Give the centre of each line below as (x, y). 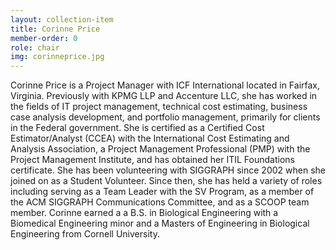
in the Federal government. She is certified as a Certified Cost (137, 128)
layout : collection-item (62, 19)
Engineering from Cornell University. (85, 234)
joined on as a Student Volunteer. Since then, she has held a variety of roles (166, 181)
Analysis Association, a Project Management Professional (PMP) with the (160, 149)
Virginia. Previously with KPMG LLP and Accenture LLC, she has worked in (164, 96)
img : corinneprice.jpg (57, 57)
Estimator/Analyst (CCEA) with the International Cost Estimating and (150, 138)
